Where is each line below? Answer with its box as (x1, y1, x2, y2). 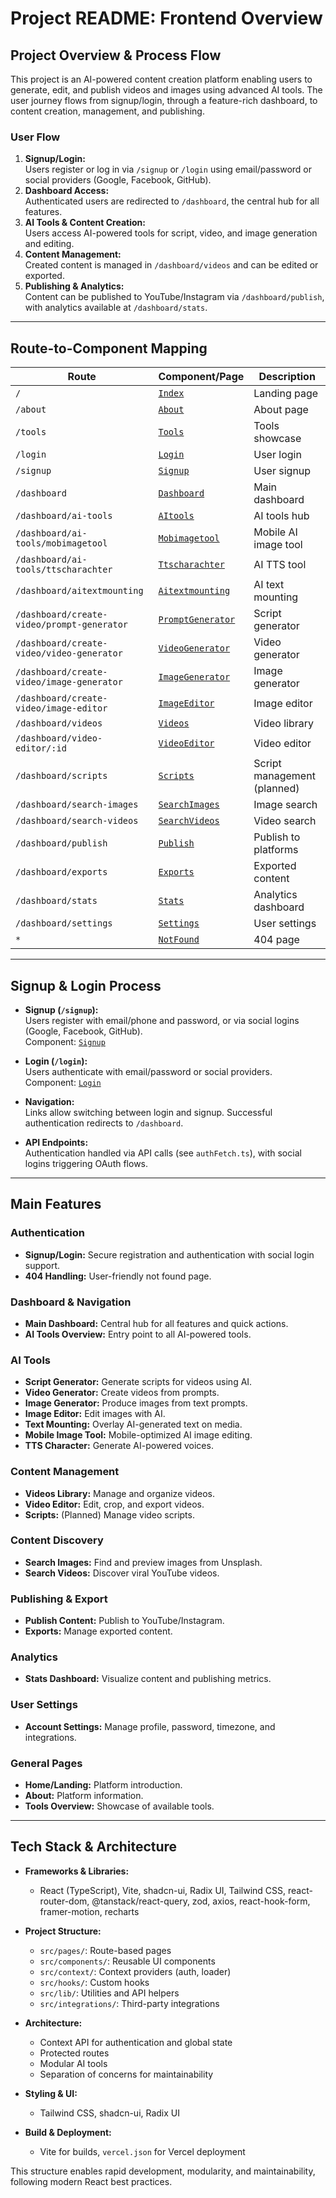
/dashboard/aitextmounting (15, 585, 144, 597)
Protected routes (39, 2047, 110, 2059)
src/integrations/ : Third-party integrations (39, 1997, 220, 2009)
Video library (253, 717, 315, 731)
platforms (253, 843, 299, 857)
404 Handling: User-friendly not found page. (24, 1270, 212, 1282)
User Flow (10, 130, 61, 144)
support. (24, 1259, 61, 1271)
